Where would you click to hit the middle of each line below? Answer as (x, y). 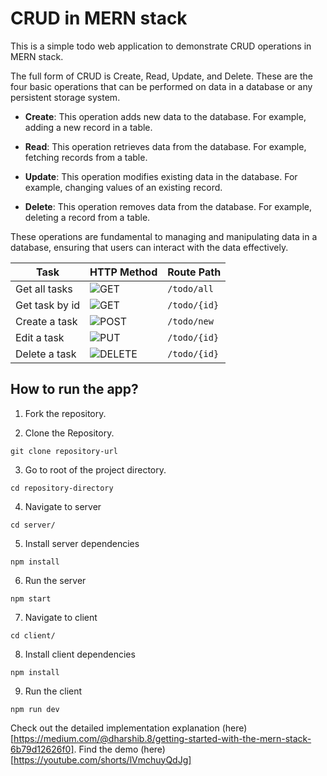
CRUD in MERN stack (99, 18)
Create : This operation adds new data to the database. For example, (165, 116)
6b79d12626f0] (42, 749)
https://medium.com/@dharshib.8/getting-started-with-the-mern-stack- (162, 738)
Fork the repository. (65, 413)
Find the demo (108, 749)
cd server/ (33, 525)
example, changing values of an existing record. (123, 187)
